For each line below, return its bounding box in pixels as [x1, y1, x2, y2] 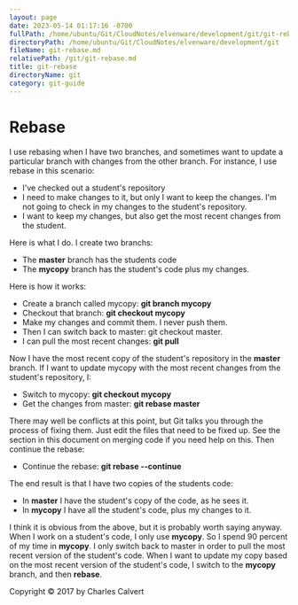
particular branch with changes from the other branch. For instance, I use [9, 156, 278, 167]
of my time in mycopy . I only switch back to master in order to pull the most [9, 540, 286, 551]
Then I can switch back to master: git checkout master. [21, 326, 223, 337]
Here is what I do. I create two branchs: [9, 237, 153, 248]
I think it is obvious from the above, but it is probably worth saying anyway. [9, 522, 283, 532]
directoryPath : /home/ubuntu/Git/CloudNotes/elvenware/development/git [9, 37, 279, 47]
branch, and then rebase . [9, 569, 103, 579]
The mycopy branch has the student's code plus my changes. [21, 263, 250, 275]
